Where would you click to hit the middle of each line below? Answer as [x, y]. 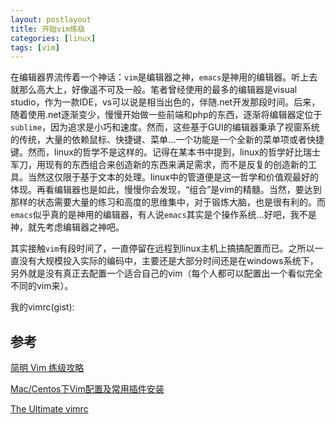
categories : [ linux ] [53, 38]
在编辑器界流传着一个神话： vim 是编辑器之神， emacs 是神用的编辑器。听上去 [164, 77]
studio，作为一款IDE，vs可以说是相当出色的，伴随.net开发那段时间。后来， [165, 102]
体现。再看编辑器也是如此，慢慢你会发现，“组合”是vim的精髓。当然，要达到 [166, 190]
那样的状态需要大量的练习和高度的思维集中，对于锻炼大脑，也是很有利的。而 [168, 202]
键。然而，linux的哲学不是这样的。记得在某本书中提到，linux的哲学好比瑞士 [165, 152]
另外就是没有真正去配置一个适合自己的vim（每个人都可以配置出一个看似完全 [166, 273]
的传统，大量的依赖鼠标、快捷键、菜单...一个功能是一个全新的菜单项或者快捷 [167, 140]
